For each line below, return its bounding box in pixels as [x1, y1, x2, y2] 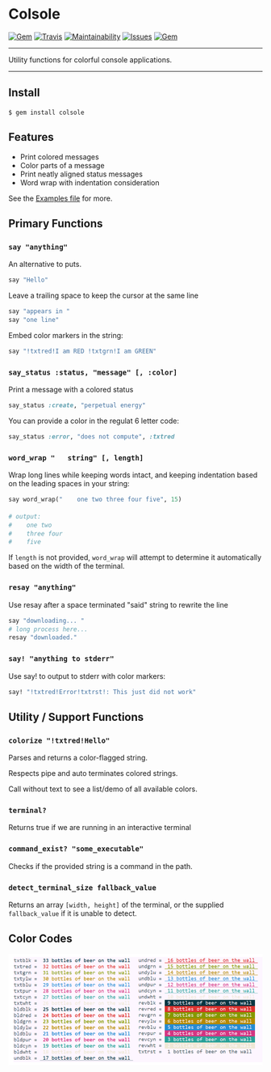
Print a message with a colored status [8, 385, 134, 395]
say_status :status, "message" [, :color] [8, 367, 177, 377]
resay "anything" [8, 583, 77, 592]
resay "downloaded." [8, 633, 78, 642]
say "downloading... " [8, 617, 85, 625]
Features [8, 130, 54, 144]
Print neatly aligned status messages [19, 169, 144, 179]
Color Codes [8, 932, 73, 946]
